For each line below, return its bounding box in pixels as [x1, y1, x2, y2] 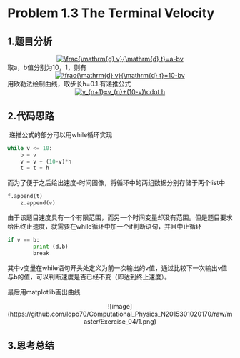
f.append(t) [7, 193, 43, 200]
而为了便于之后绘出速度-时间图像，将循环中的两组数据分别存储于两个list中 [7, 179, 226, 187]
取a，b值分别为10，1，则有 [7, 63, 87, 71]
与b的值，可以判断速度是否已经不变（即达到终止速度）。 [7, 272, 171, 281]
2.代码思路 [7, 110, 55, 122]
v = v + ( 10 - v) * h [20, 158, 72, 165]
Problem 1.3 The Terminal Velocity [7, 5, 215, 21]
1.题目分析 [7, 35, 53, 47]
